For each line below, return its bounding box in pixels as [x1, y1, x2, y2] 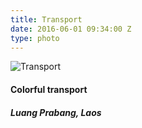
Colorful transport [10, 83, 88, 95]
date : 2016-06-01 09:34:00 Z [10, 24, 132, 34]
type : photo [10, 33, 60, 43]
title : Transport [10, 14, 83, 25]
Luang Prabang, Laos [10, 106, 102, 118]
